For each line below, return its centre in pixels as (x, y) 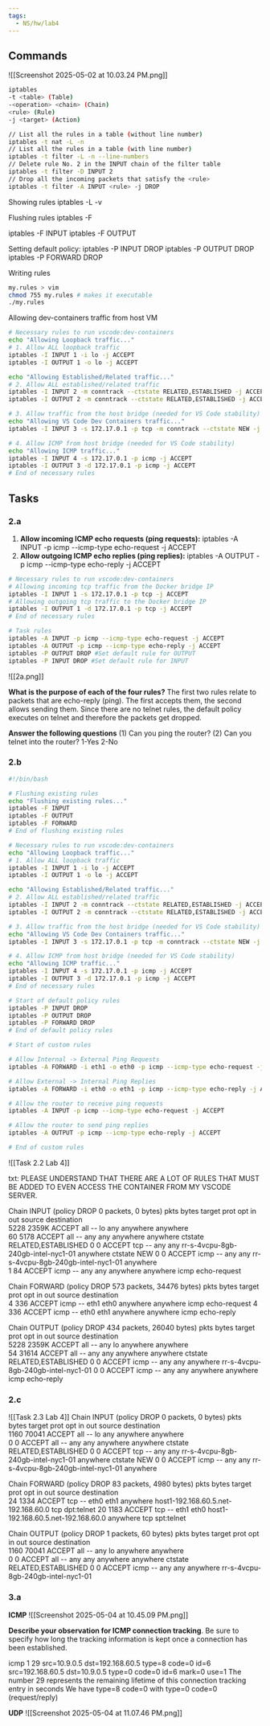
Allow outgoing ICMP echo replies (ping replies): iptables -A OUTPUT (137, 556)
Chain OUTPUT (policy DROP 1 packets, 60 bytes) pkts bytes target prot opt (134, 1534)
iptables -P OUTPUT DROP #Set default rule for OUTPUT (102, 653)
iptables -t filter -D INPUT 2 (61, 172)
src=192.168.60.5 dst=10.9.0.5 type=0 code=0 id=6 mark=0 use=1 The (125, 1671)
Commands (38, 56)
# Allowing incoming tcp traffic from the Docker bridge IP (111, 586)
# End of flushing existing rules (66, 831)
